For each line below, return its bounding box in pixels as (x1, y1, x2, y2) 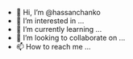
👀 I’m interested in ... (15, 16, 85, 26)
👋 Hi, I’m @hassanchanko (15, 8, 101, 17)
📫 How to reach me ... (15, 42, 91, 51)
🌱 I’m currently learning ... (15, 25, 102, 33)
